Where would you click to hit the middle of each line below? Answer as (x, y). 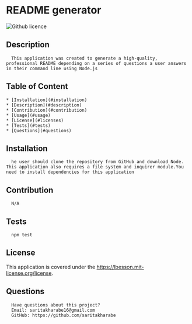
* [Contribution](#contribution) (47, 110)
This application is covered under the (51, 267)
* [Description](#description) (44, 105)
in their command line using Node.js (52, 68)
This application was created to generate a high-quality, (85, 58)
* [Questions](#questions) (39, 130)
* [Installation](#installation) (47, 100)
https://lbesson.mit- (120, 267)
